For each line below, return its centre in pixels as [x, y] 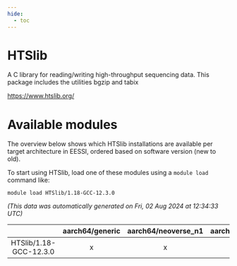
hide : [15, 14]
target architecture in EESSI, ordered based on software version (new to [112, 152]
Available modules [62, 125]
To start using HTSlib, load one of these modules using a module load [108, 173]
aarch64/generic [92, 231]
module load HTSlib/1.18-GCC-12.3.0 [61, 193]
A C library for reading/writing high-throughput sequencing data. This [108, 75]
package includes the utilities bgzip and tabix [73, 83]
